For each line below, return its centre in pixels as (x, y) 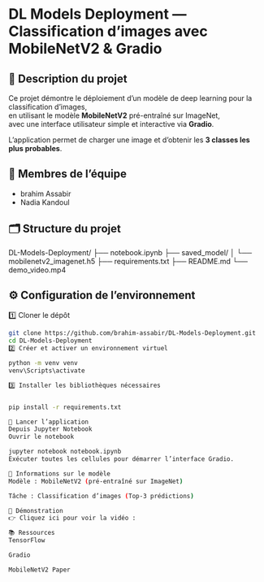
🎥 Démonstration (36, 510)
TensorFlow (27, 541)
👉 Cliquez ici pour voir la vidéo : (72, 518)
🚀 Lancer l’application (49, 422)
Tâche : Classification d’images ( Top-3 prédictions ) (102, 496)
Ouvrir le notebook (41, 437)
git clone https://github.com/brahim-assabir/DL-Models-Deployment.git (132, 333)
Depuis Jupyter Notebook (50, 429)
